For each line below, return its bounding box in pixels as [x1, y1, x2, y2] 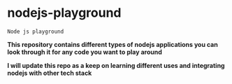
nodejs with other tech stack [7, 69, 92, 77]
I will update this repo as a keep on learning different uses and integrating [7, 61, 225, 69]
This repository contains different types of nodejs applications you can [7, 40, 218, 48]
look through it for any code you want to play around [7, 48, 162, 56]
